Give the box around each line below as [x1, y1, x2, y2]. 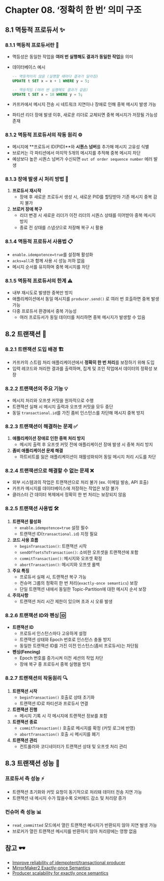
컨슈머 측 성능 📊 [5, 808, 42, 815]
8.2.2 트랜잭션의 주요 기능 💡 [5, 385, 68, 392]
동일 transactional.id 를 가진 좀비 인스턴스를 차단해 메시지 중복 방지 [12, 410, 145, 415]
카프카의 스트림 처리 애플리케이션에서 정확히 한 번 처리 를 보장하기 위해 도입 [12, 359, 155, 365]
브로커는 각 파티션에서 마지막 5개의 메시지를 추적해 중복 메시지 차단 [12, 149, 141, 155]
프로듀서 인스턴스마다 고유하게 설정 [19, 630, 87, 636]
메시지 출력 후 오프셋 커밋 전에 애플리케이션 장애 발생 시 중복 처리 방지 [19, 441, 153, 447]
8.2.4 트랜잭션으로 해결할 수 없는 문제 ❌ [5, 467, 94, 474]
